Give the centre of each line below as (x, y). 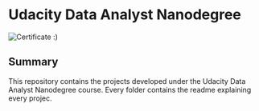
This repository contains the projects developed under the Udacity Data (127, 81)
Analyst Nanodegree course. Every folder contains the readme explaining (130, 89)
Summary (33, 62)
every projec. (30, 98)
